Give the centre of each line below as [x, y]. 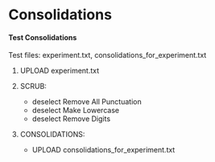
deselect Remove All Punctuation [87, 102]
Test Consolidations [43, 37]
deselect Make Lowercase [75, 111]
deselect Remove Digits [71, 119]
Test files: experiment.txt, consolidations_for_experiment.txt [107, 55]
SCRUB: [33, 87]
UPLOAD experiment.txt [60, 71]
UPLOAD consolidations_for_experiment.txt [103, 150]
